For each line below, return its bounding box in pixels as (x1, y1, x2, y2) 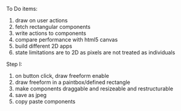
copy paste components (14, 98, 75, 105)
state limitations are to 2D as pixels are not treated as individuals (14, 49, 176, 56)
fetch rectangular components (14, 24, 91, 30)
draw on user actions (14, 17, 68, 24)
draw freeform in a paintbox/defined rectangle (14, 78, 131, 86)
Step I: (6, 60, 22, 68)
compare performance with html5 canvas (14, 36, 118, 43)
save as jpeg (14, 92, 47, 98)
